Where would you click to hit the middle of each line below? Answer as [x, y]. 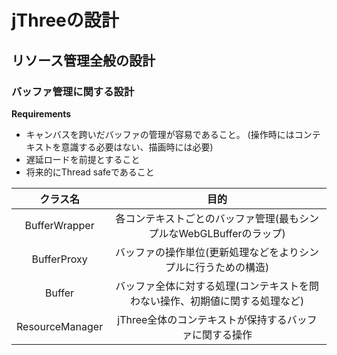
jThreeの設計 [65, 20]
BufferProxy [59, 259]
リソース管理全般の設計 [83, 60]
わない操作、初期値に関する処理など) [217, 301]
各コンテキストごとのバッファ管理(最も [207, 218]
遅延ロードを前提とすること [83, 159]
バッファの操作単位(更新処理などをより [207, 252]
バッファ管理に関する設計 [73, 91]
